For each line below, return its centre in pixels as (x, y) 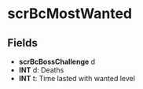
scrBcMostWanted (70, 14)
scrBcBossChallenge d (57, 61)
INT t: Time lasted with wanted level (77, 78)
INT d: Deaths (41, 70)
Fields (23, 43)
